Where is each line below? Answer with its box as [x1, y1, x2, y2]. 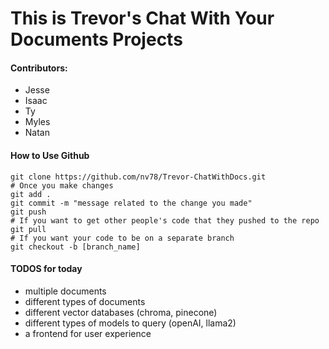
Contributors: [10, 62, 68, 74]
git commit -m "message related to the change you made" [10, 198, 253, 208]
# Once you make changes [10, 180, 114, 191]
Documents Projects [10, 28, 183, 51]
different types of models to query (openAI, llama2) [24, 317, 237, 329]
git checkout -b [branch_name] [10, 242, 141, 252]
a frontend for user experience [24, 327, 152, 339]
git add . [10, 189, 52, 199]
